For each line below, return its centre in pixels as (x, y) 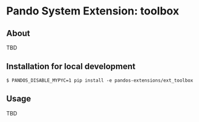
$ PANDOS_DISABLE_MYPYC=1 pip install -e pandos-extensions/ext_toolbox (100, 80)
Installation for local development (71, 66)
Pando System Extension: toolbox (93, 11)
